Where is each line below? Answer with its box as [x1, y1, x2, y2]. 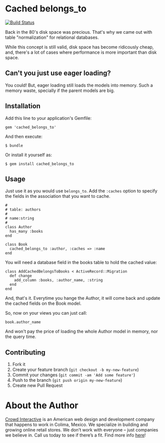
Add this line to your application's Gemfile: [5, 115, 92, 121]
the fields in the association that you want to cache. [5, 193, 110, 199]
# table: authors [5, 207, 41, 212]
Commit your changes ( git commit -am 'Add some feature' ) [12, 372, 135, 378]
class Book [5, 242, 28, 247]
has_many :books [9, 229, 43, 234]
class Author [5, 225, 32, 230]
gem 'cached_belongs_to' [5, 125, 56, 130]
